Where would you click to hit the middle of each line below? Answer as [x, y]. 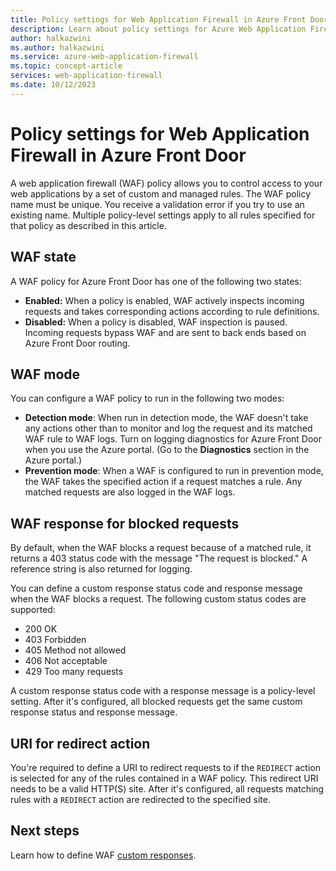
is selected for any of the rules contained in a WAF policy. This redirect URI [164, 778]
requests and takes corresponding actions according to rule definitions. [172, 311]
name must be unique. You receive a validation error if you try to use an [157, 204]
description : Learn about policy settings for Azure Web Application [158, 29]
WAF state [43, 257]
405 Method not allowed [75, 650]
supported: [33, 610]
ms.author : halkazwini [57, 47]
